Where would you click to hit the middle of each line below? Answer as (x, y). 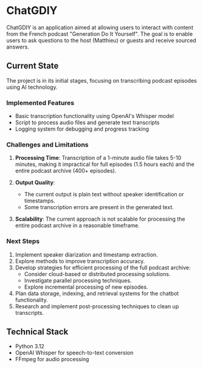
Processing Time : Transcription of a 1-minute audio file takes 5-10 (98, 158)
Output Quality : (35, 182)
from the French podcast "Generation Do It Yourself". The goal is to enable (100, 33)
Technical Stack (37, 332)
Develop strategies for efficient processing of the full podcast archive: (103, 267)
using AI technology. (32, 87)
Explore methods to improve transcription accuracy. (80, 261)
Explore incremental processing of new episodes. (86, 287)
